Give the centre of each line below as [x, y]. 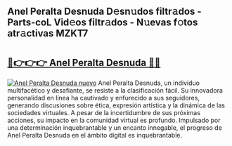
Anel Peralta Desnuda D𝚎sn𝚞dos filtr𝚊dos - [104, 12]
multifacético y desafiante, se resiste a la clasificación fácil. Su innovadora [115, 90]
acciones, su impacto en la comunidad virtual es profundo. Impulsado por [114, 120]
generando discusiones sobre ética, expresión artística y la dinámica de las [116, 105]
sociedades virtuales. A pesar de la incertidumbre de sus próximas [104, 113]
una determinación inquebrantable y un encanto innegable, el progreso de [115, 128]
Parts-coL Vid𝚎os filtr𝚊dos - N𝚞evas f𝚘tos [103, 23]
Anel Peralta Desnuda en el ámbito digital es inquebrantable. [95, 135]
